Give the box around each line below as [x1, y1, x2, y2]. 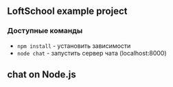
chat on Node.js [7, 69, 77, 81]
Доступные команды [7, 26, 83, 36]
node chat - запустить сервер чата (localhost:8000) [16, 49, 167, 57]
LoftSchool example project [7, 5, 128, 17]
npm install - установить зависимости [16, 41, 131, 50]
